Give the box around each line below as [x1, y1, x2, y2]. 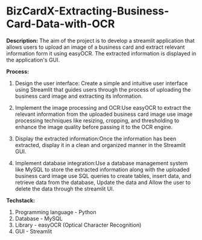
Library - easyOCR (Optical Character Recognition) [14, 221, 142, 229]
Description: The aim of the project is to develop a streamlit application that [6, 37, 195, 44]
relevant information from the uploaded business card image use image [14, 110, 193, 118]
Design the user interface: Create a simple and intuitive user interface [14, 80, 188, 87]
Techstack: [6, 197, 35, 204]
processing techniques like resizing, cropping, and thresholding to [14, 116, 180, 124]
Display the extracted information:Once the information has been [14, 134, 177, 142]
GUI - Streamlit [14, 227, 52, 235]
